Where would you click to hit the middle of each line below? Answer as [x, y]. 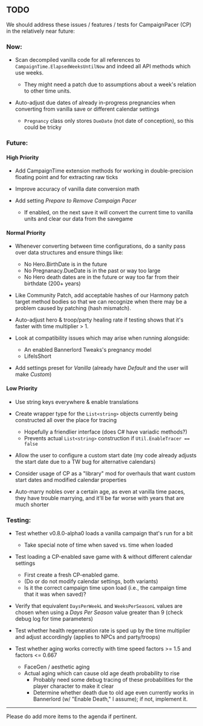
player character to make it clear [73, 686]
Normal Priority [26, 233]
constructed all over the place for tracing [66, 420]
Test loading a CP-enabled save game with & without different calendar [104, 556]
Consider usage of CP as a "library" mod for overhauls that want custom [105, 473]
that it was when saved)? [55, 594]
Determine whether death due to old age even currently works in [114, 692]
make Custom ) [33, 374]
